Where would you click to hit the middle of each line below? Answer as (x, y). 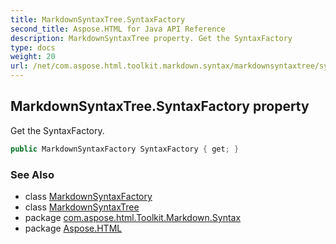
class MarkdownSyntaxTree (82, 207)
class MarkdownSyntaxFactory (88, 196)
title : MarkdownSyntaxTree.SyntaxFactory (98, 19)
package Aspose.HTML (73, 228)
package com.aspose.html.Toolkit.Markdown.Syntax (133, 217)
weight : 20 (33, 57)
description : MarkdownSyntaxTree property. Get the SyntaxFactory (151, 38)
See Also (32, 174)
